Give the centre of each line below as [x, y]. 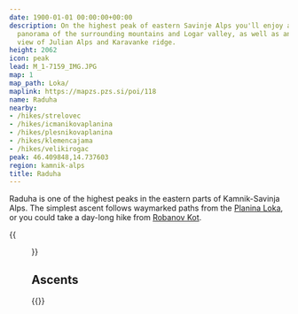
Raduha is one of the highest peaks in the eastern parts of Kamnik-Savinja [145, 199]
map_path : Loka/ [39, 83]
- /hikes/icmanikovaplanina [61, 125]
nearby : [24, 108]
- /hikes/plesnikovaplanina [61, 133]
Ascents [55, 280]
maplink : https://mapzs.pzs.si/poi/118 [83, 91]
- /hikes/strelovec [45, 116]
